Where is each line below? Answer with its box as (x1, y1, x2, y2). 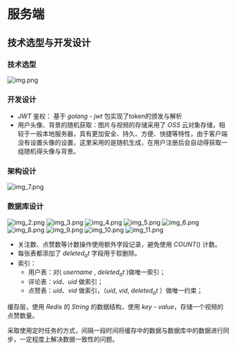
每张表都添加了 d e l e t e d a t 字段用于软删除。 (17, 249, 141, 259)
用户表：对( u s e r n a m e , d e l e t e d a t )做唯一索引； (27, 268, 166, 278)
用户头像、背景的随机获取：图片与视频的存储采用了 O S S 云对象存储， (17, 121, 220, 129)
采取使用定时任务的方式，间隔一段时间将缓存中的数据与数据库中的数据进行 (7, 326, 223, 335)
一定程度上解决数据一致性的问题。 (19, 335, 118, 344)
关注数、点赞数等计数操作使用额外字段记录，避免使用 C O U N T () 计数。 (17, 240, 221, 248)
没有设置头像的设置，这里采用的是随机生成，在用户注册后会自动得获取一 (17, 138, 228, 147)
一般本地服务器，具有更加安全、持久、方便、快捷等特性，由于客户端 (30, 129, 228, 138)
